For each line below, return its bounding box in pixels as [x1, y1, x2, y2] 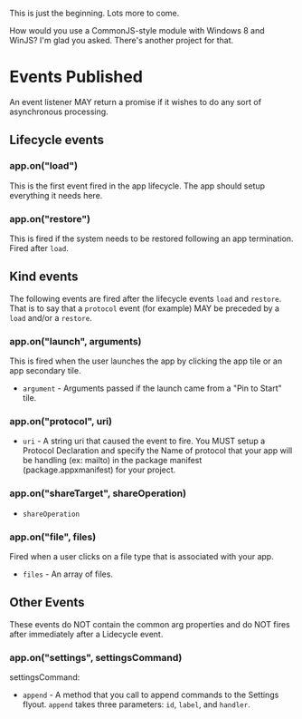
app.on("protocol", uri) [9, 414, 113, 427]
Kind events [9, 269, 79, 285]
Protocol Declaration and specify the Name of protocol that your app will [22, 445, 293, 456]
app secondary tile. [9, 365, 81, 376]
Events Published [9, 67, 143, 87]
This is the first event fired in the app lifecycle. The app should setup [9, 180, 265, 191]
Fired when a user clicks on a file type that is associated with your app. [9, 550, 274, 561]
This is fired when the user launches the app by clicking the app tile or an [9, 355, 283, 366]
